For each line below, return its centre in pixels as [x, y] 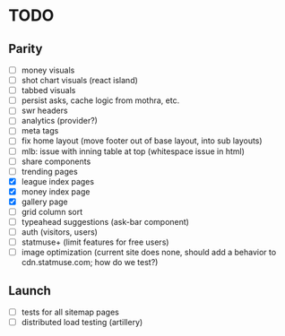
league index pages [58, 181]
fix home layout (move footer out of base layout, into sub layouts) [142, 141]
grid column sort [52, 211]
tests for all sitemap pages [70, 312]
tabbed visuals [48, 90]
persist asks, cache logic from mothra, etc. [100, 100]
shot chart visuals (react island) [79, 81]
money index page [56, 191]
